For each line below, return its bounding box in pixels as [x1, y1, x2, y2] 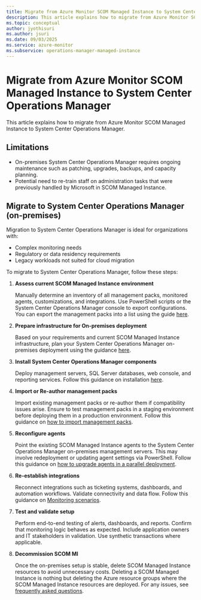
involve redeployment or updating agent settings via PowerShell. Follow [14, 454, 191, 461]
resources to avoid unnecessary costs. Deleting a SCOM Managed [14, 568, 179, 575]
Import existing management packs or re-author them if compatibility [14, 399, 185, 407]
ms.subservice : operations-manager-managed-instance [6, 48, 141, 54]
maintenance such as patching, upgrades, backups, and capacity [14, 165, 176, 172]
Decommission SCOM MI [14, 550, 79, 558]
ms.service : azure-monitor [6, 42, 74, 48]
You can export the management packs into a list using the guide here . [14, 310, 190, 318]
